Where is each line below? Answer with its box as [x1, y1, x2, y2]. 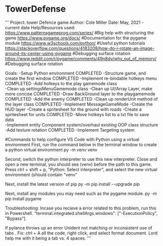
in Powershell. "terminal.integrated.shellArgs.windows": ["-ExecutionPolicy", [5, 210, 158, 216]
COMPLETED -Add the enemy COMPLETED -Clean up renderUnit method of [5, 96, 158, 102]
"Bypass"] [5, 215, 26, 221]
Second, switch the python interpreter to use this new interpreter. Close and [5, 156, 157, 162]
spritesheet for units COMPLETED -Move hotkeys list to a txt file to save [5, 111, 149, 117]
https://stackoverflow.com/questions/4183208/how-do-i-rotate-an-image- [5, 45, 155, 51]
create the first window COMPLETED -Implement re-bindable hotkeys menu [5, 75, 157, 81]
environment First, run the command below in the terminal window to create [5, 141, 157, 147]
